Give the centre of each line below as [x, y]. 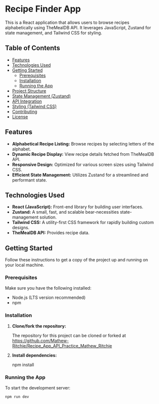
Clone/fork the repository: [39, 326]
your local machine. [25, 265]
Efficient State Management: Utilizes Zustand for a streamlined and [80, 175]
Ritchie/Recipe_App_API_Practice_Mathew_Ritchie [62, 346]
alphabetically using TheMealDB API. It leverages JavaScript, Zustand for [78, 27]
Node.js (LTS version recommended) [49, 297]
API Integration [27, 101]
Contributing [24, 111]
